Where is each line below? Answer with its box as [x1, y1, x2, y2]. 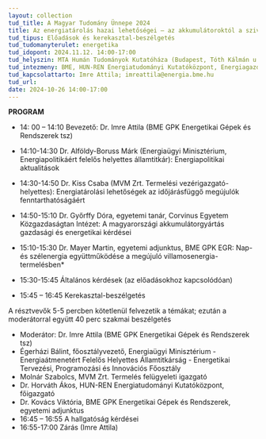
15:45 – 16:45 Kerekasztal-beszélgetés [19, 291, 146, 300]
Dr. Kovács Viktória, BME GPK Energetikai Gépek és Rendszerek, [19, 398, 231, 407]
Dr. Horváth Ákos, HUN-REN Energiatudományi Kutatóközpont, [19, 380, 225, 390]
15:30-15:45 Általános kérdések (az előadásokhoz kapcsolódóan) [19, 275, 234, 285]
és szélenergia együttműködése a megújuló [19, 252, 162, 261]
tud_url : [8, 78, 37, 86]
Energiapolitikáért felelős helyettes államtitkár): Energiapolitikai [19, 155, 225, 164]
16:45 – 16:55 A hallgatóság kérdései [19, 414, 139, 424]
